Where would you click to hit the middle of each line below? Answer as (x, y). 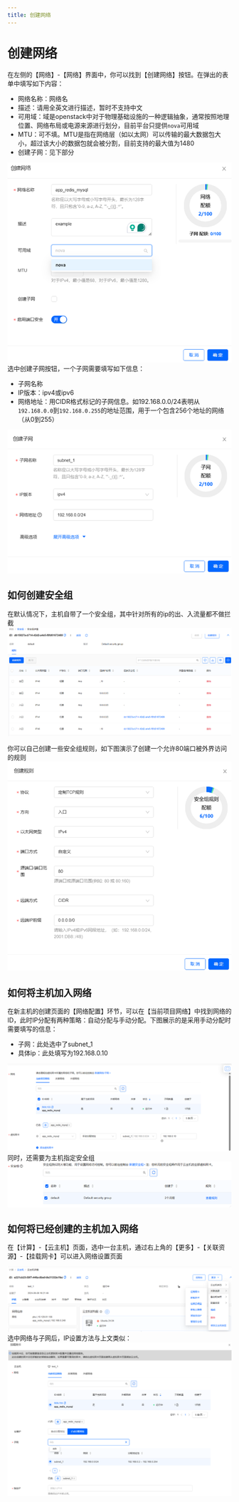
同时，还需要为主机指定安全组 (51, 1157)
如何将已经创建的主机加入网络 (73, 1229)
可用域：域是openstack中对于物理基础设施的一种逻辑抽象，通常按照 (117, 116)
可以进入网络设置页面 (91, 1256)
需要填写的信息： (32, 1029)
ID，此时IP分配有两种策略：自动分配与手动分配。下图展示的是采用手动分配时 (119, 1020)
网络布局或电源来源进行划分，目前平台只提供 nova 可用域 (118, 125)
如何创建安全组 (40, 595)
